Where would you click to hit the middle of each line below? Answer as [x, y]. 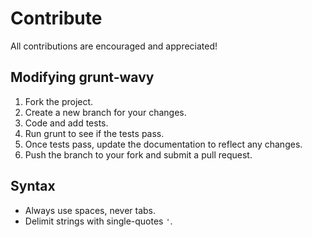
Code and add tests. [66, 123]
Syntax [33, 186]
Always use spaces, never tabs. [90, 210]
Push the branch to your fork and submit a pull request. [138, 154]
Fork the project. [59, 101]
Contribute [56, 18]
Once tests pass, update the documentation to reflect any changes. [163, 144]
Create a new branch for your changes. [105, 112]
